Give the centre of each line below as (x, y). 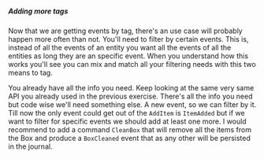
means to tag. (30, 72)
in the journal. (30, 146)
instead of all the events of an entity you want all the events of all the (120, 47)
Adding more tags (38, 11)
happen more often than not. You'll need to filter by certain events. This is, (128, 39)
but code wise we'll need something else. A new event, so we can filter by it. (132, 104)
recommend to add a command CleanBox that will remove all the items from (130, 129)
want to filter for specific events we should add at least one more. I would (127, 121)
